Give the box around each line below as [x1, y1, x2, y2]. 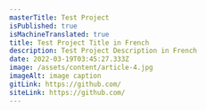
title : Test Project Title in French [9, 38, 150, 47]
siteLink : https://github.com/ [9, 88, 126, 97]
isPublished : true [9, 21, 78, 30]
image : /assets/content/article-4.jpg [9, 64, 153, 73]
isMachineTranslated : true [9, 30, 110, 38]
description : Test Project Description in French [9, 47, 198, 55]
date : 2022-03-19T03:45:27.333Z [9, 55, 129, 64]
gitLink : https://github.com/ [9, 80, 122, 89]
